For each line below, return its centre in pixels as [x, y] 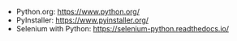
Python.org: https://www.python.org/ [78, 12]
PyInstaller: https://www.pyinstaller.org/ [82, 20]
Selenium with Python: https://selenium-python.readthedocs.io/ [123, 29]
